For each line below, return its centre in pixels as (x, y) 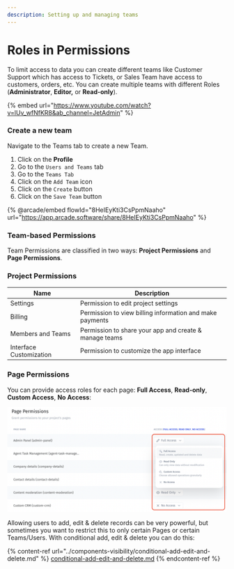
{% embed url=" (31, 105)
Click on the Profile (45, 159)
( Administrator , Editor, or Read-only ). (62, 91)
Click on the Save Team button (60, 196)
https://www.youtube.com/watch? (102, 105)
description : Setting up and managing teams (73, 15)
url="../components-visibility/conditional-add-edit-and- (131, 551)
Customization (31, 354)
